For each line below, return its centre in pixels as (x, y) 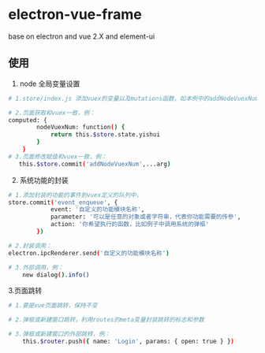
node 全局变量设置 (50, 84)
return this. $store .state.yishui (105, 135)
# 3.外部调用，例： (36, 267)
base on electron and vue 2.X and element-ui (82, 36)
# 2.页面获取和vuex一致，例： (52, 113)
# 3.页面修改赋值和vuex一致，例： (58, 156)
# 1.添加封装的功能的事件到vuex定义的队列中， (75, 195)
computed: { (28, 120)
